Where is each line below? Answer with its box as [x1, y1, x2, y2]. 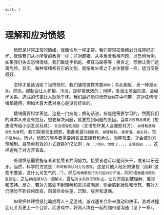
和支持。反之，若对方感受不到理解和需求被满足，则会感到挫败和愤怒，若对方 [5, 182, 159, 188]
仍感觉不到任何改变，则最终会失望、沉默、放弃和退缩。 [5, 188, 116, 193]
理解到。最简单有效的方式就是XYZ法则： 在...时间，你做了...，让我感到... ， [5, 141, 154, 147]
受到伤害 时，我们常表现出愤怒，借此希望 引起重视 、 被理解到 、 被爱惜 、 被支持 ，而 [5, 129, 156, 134]
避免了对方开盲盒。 [9, 147, 48, 153]
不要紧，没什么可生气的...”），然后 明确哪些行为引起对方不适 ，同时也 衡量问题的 [9, 170, 156, 175]
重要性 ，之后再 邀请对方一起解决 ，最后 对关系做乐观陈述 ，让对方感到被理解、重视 [5, 175, 155, 181]
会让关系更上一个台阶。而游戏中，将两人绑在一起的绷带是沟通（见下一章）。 [5, 204, 157, 210]
